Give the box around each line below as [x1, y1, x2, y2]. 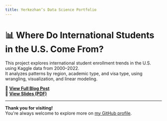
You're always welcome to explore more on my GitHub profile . [5, 110, 132, 116]
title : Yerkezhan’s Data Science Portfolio [5, 7, 97, 12]
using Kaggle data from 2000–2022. [5, 65, 80, 71]
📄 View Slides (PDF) [5, 90, 47, 97]
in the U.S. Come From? [5, 43, 104, 55]
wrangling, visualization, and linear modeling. [5, 75, 98, 82]
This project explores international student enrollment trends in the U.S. [5, 60, 152, 66]
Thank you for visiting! [5, 105, 53, 111]
